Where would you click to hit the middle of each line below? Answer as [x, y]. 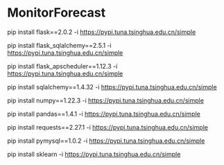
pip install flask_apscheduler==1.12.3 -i [62, 66]
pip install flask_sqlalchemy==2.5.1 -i [60, 45]
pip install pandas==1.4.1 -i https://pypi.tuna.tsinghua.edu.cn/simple [104, 114]
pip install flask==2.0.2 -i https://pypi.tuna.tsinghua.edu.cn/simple [102, 32]
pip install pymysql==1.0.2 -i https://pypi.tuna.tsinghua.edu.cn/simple [106, 141]
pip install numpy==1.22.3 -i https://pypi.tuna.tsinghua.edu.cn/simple [106, 100]
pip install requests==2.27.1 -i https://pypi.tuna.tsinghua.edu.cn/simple [107, 127]
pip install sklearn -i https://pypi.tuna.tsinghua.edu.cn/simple [94, 154]
